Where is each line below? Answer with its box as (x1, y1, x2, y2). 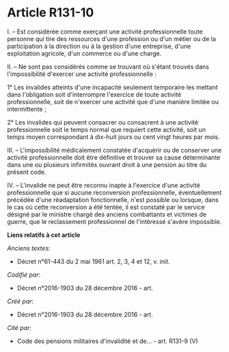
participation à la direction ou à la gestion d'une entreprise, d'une (7, 42, 191, 50)
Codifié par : (7, 271, 41, 279)
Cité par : (7, 323, 32, 331)
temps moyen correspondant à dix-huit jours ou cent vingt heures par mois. (7, 132, 220, 141)
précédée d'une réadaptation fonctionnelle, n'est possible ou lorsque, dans (7, 195, 219, 203)
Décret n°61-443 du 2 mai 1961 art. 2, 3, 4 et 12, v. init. (16, 257, 170, 265)
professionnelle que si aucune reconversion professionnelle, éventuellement (7, 188, 222, 197)
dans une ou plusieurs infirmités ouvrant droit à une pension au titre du (7, 160, 207, 168)
